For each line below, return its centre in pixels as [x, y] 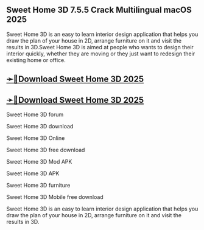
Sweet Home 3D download [40, 127]
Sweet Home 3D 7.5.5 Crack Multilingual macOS [99, 10]
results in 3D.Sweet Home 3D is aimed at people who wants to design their [100, 47]
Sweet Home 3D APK [33, 173]
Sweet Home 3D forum [35, 114]
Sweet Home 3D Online [36, 138]
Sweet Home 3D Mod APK [39, 162]
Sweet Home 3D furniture [38, 186]
